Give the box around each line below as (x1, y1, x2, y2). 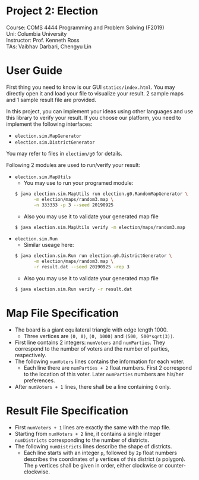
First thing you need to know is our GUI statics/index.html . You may (6, 83, 175, 91)
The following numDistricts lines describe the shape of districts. (14, 442, 172, 450)
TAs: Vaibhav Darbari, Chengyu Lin (6, 43, 92, 50)
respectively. (14, 351, 46, 358)
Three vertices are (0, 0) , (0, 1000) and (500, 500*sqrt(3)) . (23, 332, 175, 339)
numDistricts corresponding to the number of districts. (14, 436, 150, 444)
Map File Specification (6, 306, 119, 320)
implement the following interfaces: (6, 120, 93, 128)
